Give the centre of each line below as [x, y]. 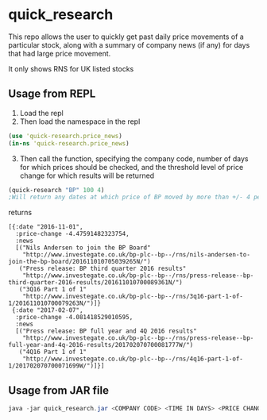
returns [20, 213]
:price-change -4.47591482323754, [72, 234]
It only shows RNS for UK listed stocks [71, 68]
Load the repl [41, 113]
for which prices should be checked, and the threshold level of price [132, 167]
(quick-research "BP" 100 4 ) [56, 190]
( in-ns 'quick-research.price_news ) [69, 143]
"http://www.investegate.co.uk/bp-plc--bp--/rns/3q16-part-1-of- [133, 297]
